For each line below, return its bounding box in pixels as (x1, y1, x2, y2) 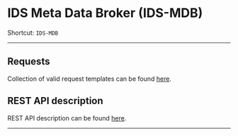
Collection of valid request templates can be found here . (7, 74, 172, 83)
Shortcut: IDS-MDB (7, 28, 59, 37)
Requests (7, 55, 50, 68)
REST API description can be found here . (7, 113, 127, 122)
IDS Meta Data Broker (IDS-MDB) (7, 5, 203, 21)
